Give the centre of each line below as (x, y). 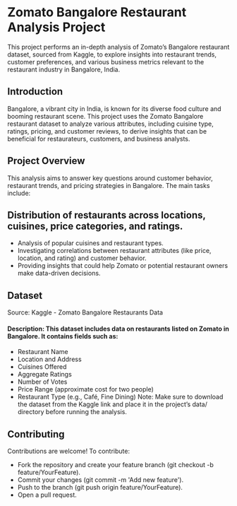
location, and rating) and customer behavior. (82, 258)
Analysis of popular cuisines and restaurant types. (90, 243)
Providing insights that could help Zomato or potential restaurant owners (122, 266)
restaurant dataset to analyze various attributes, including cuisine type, (110, 124)
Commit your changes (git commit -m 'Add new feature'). (101, 480)
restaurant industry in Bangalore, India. (64, 69)
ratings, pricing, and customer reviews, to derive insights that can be (107, 131)
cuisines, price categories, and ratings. (95, 226)
